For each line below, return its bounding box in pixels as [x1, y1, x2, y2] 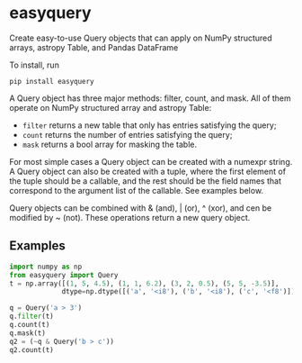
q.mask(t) [9, 328, 47, 338]
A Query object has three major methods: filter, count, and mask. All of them [9, 93, 292, 104]
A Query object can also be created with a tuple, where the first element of [9, 166, 286, 177]
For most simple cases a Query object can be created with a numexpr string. [9, 156, 293, 167]
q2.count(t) [9, 345, 54, 354]
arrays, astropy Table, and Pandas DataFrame [9, 41, 179, 52]
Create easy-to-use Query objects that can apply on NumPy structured [9, 32, 272, 43]
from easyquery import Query [9, 270, 119, 279]
